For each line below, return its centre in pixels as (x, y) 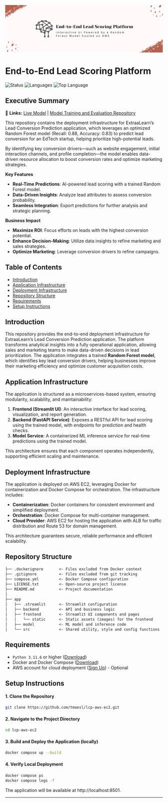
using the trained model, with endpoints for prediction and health (79, 425)
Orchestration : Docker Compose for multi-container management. (81, 515)
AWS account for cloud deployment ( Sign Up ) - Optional (70, 667)
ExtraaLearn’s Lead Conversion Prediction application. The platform (75, 339)
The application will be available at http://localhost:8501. (63, 790)
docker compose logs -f (30, 781)
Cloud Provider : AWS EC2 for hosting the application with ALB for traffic (87, 521)
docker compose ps (24, 775)
